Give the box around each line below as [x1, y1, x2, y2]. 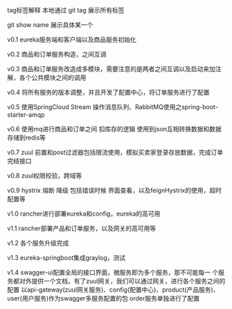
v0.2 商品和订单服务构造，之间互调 [7, 50, 107, 58]
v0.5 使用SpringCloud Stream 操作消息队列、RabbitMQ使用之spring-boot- [7, 103, 218, 111]
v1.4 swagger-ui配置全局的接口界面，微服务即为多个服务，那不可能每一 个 [7, 268, 219, 277]
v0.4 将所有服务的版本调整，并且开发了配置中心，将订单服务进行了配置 [7, 88, 210, 96]
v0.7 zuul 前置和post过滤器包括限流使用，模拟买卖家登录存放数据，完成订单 [7, 148, 224, 156]
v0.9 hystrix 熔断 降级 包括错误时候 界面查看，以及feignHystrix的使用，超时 [7, 186, 222, 194]
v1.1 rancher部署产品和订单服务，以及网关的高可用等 [7, 224, 157, 232]
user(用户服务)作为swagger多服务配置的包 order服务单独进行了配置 [7, 294, 199, 302]
